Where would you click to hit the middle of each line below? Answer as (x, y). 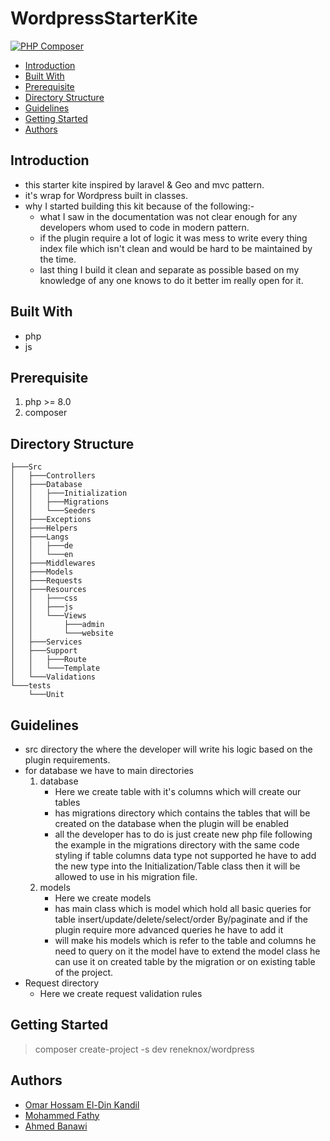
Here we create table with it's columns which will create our (178, 791)
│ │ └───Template (55, 668)
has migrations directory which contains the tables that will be (182, 813)
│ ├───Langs (40, 537)
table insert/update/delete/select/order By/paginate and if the (181, 919)
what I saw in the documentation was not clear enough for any (168, 216)
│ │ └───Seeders (53, 511)
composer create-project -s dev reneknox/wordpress (144, 1049)
